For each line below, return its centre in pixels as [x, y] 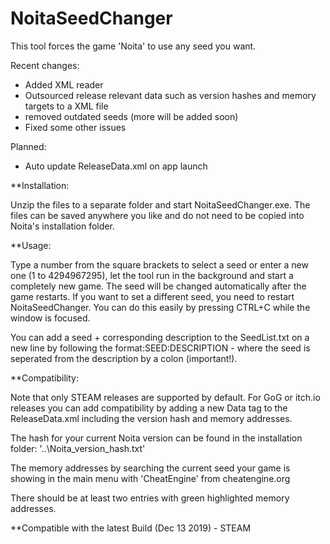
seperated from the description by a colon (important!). [124, 358]
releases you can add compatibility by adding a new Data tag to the [149, 408]
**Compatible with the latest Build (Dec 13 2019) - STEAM [131, 528]
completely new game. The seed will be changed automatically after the [158, 286]
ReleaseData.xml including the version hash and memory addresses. [151, 418]
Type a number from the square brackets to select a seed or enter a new [159, 264]
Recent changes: [45, 65]
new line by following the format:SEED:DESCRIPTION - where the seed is [160, 348]
